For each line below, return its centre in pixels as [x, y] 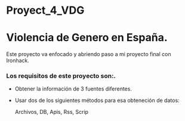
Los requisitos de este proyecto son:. [61, 76]
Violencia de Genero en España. [87, 38]
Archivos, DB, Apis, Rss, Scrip [51, 112]
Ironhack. [18, 61]
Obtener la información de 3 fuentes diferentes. [73, 89]
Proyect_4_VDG [45, 10]
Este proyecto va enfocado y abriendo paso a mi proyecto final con [89, 54]
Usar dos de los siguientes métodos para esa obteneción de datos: [97, 100]
